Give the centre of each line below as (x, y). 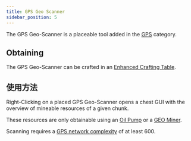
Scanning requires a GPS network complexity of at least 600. (81, 131)
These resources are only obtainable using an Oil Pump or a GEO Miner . (94, 120)
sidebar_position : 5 (32, 17)
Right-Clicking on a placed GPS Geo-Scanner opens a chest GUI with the (96, 102)
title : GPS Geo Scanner (36, 12)
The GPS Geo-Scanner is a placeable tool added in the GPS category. (92, 34)
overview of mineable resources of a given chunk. (68, 108)
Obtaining (25, 53)
